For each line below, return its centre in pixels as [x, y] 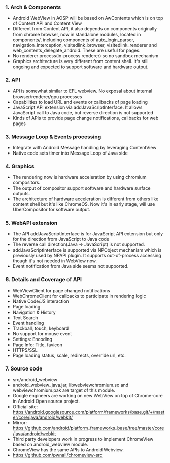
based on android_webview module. [50, 444]
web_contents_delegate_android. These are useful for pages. [76, 51]
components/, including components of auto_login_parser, [73, 40]
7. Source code [24, 368]
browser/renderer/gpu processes [47, 96]
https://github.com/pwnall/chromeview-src [57, 455]
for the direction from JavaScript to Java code [61, 239]
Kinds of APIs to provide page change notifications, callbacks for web [86, 118]
